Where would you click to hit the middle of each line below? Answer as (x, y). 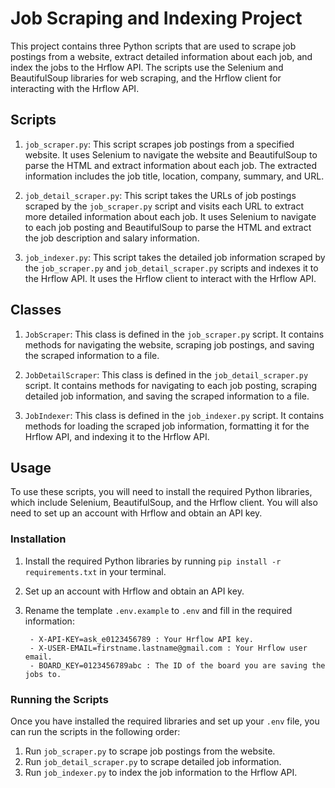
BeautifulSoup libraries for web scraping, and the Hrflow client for (146, 78)
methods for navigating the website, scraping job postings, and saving (169, 344)
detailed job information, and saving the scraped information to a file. (167, 396)
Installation (38, 539)
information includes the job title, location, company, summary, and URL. (174, 176)
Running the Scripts (59, 699)
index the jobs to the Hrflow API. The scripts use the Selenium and (147, 67)
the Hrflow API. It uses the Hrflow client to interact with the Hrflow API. (170, 278)
